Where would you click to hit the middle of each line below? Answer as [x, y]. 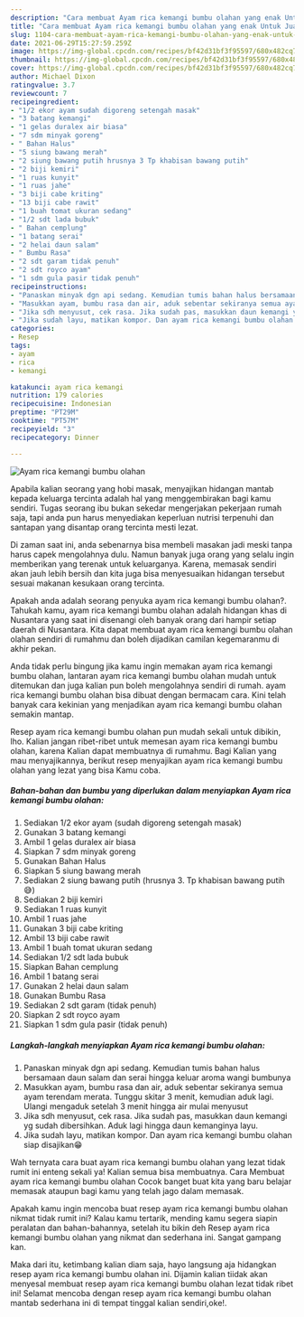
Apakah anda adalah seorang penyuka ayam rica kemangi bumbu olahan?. [148, 600]
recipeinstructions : [49, 287]
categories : [32, 329]
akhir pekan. [33, 648]
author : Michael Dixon [53, 77]
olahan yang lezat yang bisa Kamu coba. [86, 770]
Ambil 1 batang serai [61, 976]
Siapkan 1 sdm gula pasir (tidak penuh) [95, 1025]
